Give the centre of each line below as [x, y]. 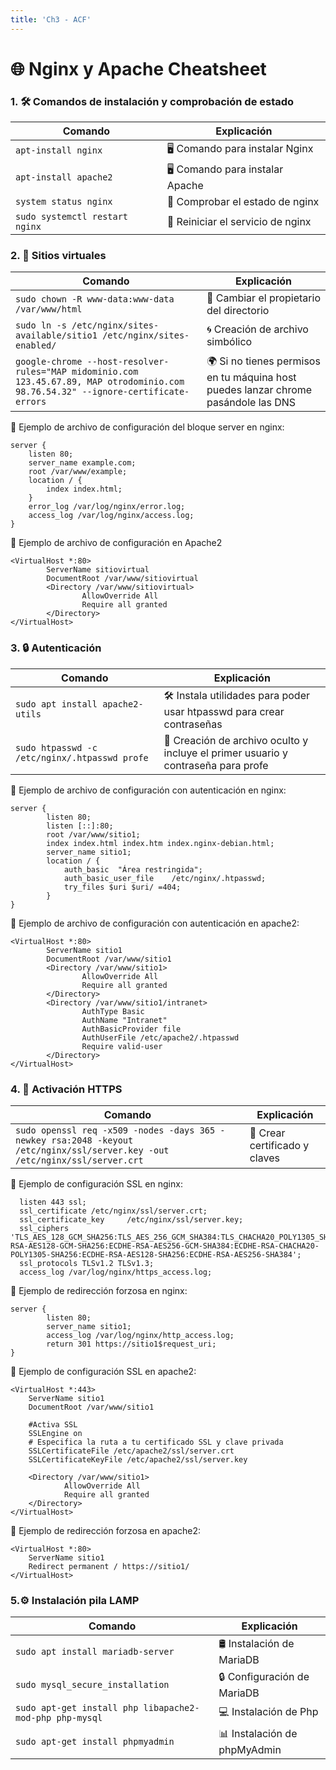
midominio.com [105, 371]
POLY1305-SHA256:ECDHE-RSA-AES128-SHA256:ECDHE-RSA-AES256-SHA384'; [156, 1255]
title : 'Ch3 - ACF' [51, 19]
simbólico [229, 342]
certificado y [279, 1145]
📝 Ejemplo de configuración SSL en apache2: [103, 1371]
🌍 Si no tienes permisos [263, 361]
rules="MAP [41, 371]
